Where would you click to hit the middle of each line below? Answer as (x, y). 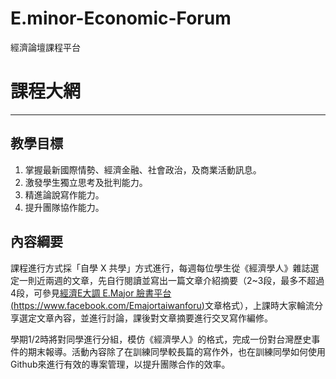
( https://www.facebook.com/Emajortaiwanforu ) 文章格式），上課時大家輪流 (162, 305)
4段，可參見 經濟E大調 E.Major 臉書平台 (91, 293)
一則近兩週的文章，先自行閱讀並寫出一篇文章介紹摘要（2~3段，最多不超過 (171, 280)
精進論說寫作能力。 (64, 194)
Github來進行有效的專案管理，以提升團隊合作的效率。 (120, 364)
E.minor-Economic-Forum (121, 18)
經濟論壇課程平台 (45, 47)
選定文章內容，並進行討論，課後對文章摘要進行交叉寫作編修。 (145, 318)
